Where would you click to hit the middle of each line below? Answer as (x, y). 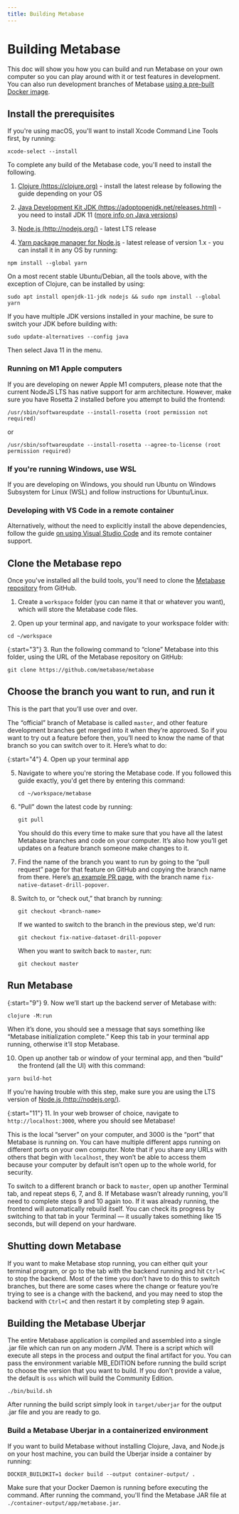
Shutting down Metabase (64, 1246)
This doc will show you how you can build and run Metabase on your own (115, 69)
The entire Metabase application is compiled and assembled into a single (114, 1340)
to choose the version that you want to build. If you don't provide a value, (115, 1371)
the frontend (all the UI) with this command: (81, 1065)
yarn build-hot (30, 1079)
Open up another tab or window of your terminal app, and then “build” (120, 1058)
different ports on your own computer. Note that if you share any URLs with (117, 1149)
